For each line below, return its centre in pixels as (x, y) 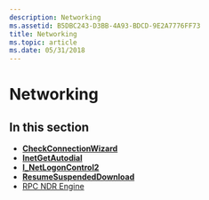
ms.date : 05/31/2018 (48, 51)
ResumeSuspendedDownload (78, 177)
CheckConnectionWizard (70, 148)
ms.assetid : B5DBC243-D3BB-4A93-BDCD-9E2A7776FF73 (105, 26)
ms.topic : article (43, 42)
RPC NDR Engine (53, 187)
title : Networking (43, 34)
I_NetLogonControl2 (60, 168)
